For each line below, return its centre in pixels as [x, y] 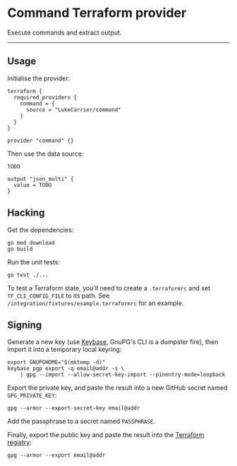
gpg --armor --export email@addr [56, 455]
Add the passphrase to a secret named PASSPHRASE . [81, 422]
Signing [25, 325]
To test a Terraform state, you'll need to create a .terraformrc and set [109, 288]
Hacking [26, 213]
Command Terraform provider [97, 13]
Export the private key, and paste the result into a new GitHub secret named [117, 388]
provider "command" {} [41, 140]
